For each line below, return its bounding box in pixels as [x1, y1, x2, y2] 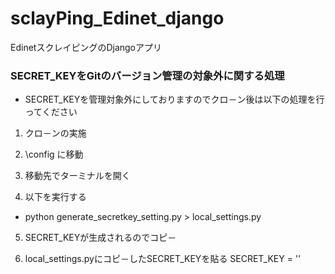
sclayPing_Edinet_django [10, 7, 225, 30]
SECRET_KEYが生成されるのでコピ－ [24, 232, 177, 244]
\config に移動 [24, 148, 84, 161]
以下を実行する [24, 191, 87, 203]
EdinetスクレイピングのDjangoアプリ [10, 41, 162, 53]
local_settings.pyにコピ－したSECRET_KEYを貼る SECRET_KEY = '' [24, 253, 302, 265]
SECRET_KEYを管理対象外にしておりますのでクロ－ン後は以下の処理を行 [24, 93, 325, 106]
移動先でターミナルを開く [24, 170, 131, 182]
